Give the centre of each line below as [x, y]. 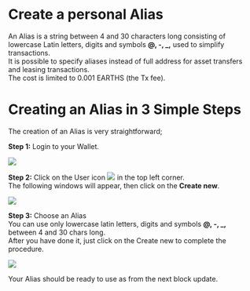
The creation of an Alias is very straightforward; [85, 131]
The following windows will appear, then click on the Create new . [114, 185]
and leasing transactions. [49, 69]
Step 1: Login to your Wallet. [54, 146]
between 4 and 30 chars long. [57, 232]
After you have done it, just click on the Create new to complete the [117, 240]
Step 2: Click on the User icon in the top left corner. [96, 177]
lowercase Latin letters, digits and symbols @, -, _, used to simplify [116, 44]
